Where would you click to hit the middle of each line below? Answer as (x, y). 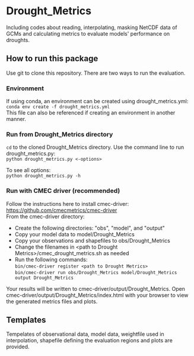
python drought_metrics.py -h (44, 176)
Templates (26, 320)
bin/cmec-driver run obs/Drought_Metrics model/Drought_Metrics (96, 272)
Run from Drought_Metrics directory (60, 134)
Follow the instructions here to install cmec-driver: (68, 204)
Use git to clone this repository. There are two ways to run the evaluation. (96, 73)
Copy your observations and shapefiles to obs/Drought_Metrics (92, 240)
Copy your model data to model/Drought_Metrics (74, 234)
